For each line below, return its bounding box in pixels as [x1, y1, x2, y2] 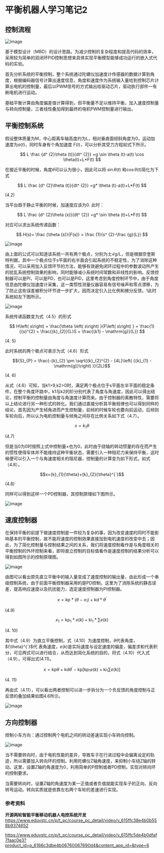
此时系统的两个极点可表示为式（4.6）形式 [5, 348, 89, 354]
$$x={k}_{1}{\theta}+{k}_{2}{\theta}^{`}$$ [40, 471, 124, 477]
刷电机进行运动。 [5, 90, 40, 95]
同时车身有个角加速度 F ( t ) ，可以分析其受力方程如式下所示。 [29, 141, 149, 147]
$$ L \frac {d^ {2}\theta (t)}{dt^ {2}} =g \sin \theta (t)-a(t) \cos [20, 151, 144, 157]
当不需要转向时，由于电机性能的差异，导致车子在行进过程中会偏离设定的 [5, 752, 150, 757]
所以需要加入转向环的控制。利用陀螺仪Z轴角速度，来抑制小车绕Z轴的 [13, 758, 152, 764]
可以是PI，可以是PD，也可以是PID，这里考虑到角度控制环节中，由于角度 [13, 275, 159, 281]
